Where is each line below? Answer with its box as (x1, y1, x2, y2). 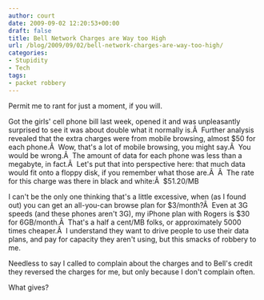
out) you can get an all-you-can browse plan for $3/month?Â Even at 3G (8, 200, 248, 209)
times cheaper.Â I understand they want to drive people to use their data (8, 225, 250, 235)
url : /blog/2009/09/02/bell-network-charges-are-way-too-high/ (8, 42, 224, 50)
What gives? (8, 282, 50, 292)
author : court (8, 11, 56, 20)
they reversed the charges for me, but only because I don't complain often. (8, 266, 256, 277)
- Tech (8, 64, 30, 72)
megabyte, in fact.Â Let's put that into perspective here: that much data (8, 159, 246, 168)
